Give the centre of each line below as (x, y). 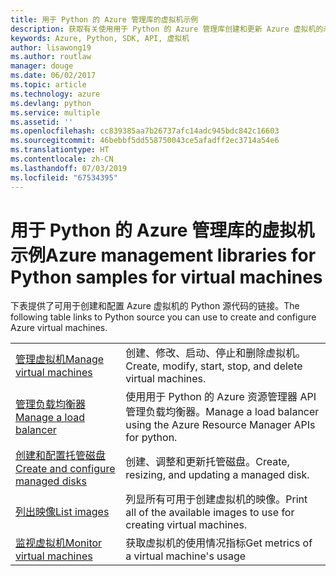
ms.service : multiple (55, 112)
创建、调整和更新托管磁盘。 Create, (207, 462)
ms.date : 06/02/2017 (53, 76)
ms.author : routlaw (51, 57)
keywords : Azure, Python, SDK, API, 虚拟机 (100, 38)
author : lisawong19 (51, 47)
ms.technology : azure (55, 94)
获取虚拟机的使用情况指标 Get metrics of (219, 543)
